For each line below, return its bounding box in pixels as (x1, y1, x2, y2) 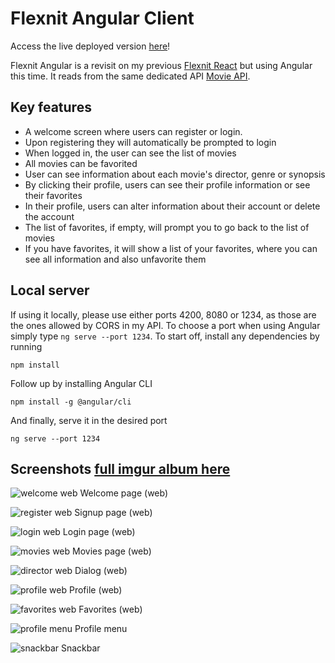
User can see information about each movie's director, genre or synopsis (24, 168, 326, 180)
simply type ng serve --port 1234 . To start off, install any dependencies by (10, 330, 320, 342)
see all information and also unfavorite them (24, 253, 207, 265)
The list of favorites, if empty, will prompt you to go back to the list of (24, 221, 310, 233)
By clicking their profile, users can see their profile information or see (24, 178, 311, 191)
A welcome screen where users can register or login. (24, 125, 243, 137)
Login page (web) (62, 526, 136, 538)
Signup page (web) (74, 507, 153, 519)
